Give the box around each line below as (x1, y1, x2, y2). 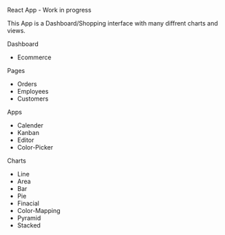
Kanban (17, 129, 40, 136)
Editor (17, 136, 34, 144)
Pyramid (17, 214, 41, 222)
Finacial (17, 199, 40, 207)
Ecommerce (17, 53, 52, 61)
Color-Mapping (17, 207, 61, 214)
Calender (17, 121, 43, 130)
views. (7, 27, 26, 34)
